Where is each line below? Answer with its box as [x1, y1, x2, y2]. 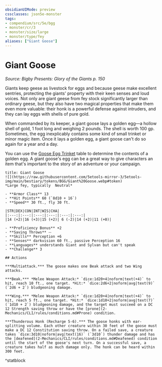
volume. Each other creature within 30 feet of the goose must [26, 323, 158, 328]
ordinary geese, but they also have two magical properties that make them [5, 101, 154, 106]
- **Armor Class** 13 [5, 192, 49, 196]
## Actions [5, 255, 27, 260]
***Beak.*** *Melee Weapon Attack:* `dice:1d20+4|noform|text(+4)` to [5, 277, 151, 281]
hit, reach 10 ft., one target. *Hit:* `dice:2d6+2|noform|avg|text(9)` [5, 280, 155, 286]
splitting [5, 323, 25, 328]
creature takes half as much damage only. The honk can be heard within [5, 345, 155, 350]
